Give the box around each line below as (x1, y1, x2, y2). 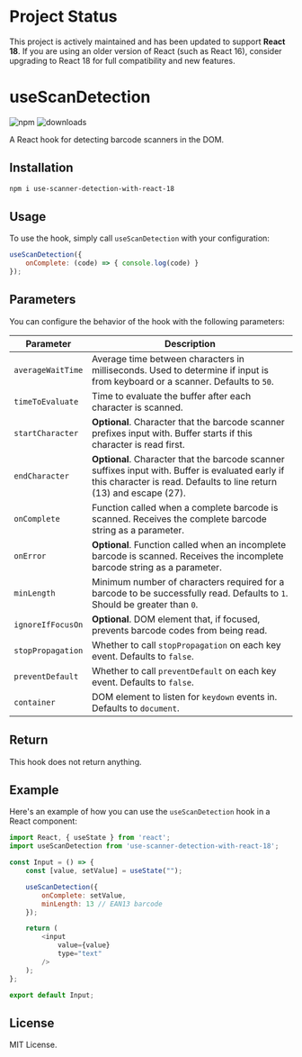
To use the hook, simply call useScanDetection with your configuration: (9, 232, 270, 244)
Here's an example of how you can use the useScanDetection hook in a (9, 806, 271, 817)
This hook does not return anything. (9, 756, 142, 767)
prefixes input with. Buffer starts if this (91, 426, 253, 439)
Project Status (9, 6, 119, 27)
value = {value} (57, 941, 111, 950)
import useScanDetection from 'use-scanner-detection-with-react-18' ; (9, 842, 280, 851)
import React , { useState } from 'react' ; (9, 834, 171, 843)
